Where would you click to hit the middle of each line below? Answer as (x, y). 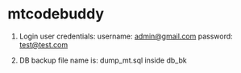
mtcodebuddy (56, 14)
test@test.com (44, 44)
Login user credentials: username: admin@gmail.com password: (126, 36)
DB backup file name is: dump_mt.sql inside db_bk (103, 60)
